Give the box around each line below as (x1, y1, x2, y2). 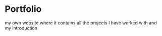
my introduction (5, 25, 38, 31)
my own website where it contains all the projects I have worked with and (5, 20, 157, 26)
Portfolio (5, 3, 42, 15)
